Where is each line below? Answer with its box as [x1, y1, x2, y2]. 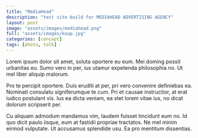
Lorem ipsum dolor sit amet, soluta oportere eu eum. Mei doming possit [6, 57, 181, 65]
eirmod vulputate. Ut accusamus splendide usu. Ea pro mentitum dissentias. [6, 125, 192, 132]
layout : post [6, 20, 39, 25]
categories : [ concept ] [6, 36, 62, 42]
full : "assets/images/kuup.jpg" [6, 31, 86, 37]
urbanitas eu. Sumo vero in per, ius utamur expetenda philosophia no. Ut [6, 64, 183, 71]
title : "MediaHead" [6, 8, 55, 15]
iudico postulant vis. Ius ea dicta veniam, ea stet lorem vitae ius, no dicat [6, 94, 184, 101]
